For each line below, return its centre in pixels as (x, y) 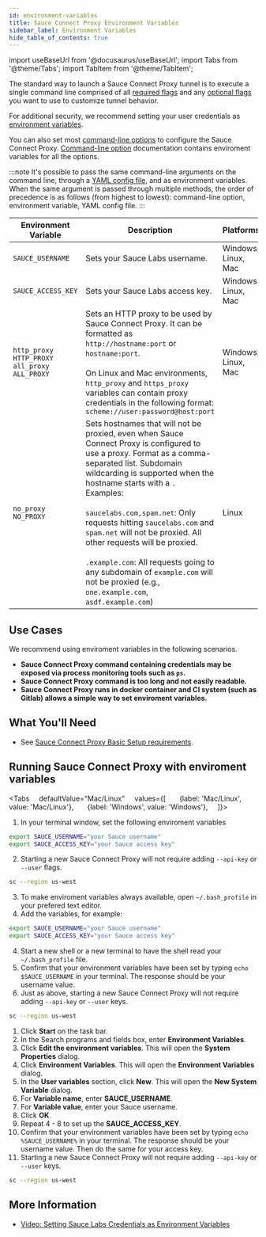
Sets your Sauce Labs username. (146, 258)
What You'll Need (53, 723)
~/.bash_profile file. (54, 960)
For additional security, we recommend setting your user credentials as (125, 116)
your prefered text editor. (61, 906)
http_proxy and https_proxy (137, 383)
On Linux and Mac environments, (146, 373)
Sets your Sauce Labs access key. (148, 291)
